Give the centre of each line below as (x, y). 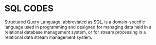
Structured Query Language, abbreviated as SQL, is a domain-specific (75, 22)
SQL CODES (29, 8)
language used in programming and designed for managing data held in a (78, 27)
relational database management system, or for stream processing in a (75, 32)
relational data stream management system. (49, 37)
